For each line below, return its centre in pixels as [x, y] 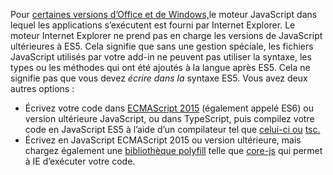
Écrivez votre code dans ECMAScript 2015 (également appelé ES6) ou [169, 108]
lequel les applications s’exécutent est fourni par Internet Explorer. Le [153, 25]
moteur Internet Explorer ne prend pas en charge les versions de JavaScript [166, 35]
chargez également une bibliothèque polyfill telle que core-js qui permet [173, 150]
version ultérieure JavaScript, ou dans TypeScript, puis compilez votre [169, 118]
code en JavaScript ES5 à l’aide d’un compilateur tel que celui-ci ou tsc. [172, 129]
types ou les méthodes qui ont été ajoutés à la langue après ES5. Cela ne [160, 67]
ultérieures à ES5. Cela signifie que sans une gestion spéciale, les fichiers [162, 46]
